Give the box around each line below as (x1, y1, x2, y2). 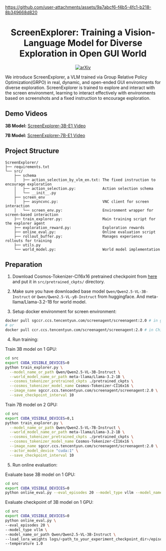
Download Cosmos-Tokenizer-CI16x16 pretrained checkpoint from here (12, 273, 157, 280)
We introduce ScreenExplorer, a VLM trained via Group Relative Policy (5, 74, 147, 80)
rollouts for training (5, 238, 52, 243)
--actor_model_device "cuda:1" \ (9, 448, 79, 453)
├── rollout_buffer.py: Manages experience (14, 234, 142, 239)
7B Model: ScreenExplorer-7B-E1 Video (5, 132, 85, 138)
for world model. (53, 299, 87, 305)
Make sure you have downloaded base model (12, 288, 105, 295)
